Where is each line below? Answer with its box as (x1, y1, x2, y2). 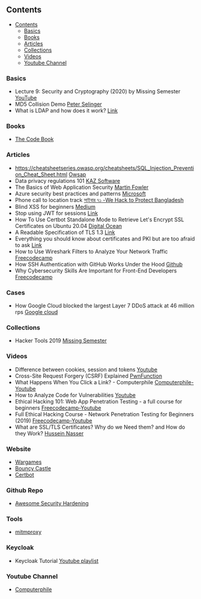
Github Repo (6, 486, 43, 494)
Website (6, 444, 31, 453)
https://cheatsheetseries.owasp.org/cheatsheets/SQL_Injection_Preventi (14, 164, 194, 171)
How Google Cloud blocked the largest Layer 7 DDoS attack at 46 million (14, 302, 195, 309)
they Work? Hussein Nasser (14, 429, 84, 437)
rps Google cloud (14, 309, 58, 315)
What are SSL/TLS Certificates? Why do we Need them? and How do (14, 423, 185, 431)
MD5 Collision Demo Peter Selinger (14, 100, 102, 108)
